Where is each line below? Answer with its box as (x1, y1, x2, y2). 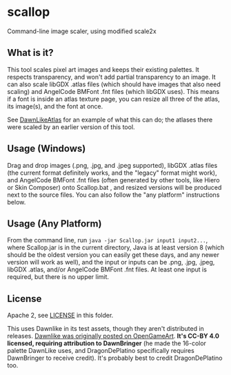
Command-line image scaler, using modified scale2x (7, 27, 157, 35)
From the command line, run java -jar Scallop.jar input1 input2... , (7, 236, 208, 244)
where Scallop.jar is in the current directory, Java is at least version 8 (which (7, 243, 225, 252)
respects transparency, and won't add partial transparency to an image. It (7, 73, 216, 81)
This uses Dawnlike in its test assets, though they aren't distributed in (7, 325, 205, 333)
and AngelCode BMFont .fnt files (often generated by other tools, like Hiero (7, 175, 220, 184)
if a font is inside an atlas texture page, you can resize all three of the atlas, (7, 95, 221, 103)
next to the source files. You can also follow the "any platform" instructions (7, 191, 220, 199)
